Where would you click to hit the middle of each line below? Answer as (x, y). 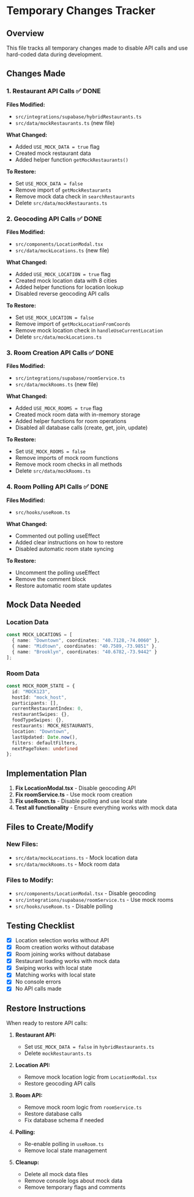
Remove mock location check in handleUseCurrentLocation (89, 330)
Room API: (29, 1095)
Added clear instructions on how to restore (69, 542)
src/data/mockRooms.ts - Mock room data (68, 864)
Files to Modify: (30, 880)
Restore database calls (53, 1114)
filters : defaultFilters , (45, 743)
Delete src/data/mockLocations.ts (58, 337)
